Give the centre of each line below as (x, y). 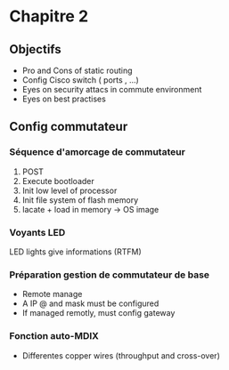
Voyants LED (37, 232)
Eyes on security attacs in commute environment (112, 89)
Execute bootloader (58, 181)
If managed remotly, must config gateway (98, 313)
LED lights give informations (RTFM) (76, 252)
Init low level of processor (70, 190)
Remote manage (52, 294)
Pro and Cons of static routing (77, 70)
